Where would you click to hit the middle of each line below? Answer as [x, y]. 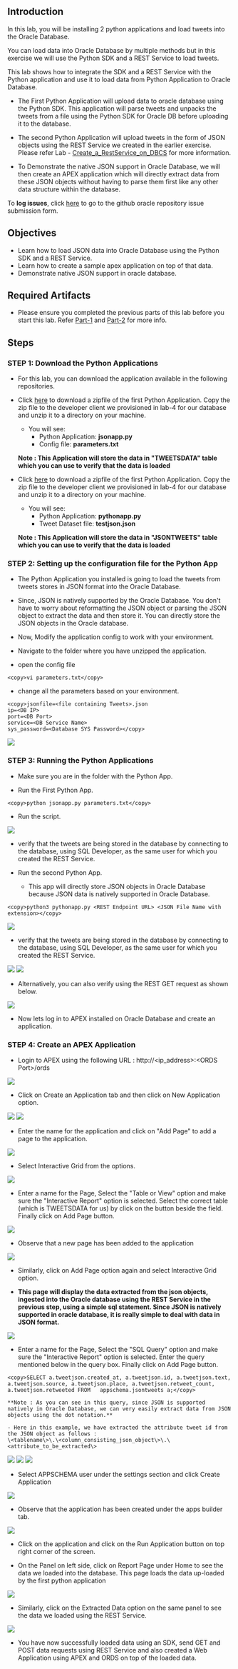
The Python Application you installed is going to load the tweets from [119, 579]
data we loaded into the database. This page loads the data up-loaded [121, 1573]
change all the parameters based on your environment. [98, 691]
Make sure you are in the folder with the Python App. [95, 776]
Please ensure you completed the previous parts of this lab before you [121, 313]
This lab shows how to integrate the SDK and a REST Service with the [109, 71]
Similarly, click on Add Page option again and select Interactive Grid [117, 1270]
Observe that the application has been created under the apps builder [120, 1509]
